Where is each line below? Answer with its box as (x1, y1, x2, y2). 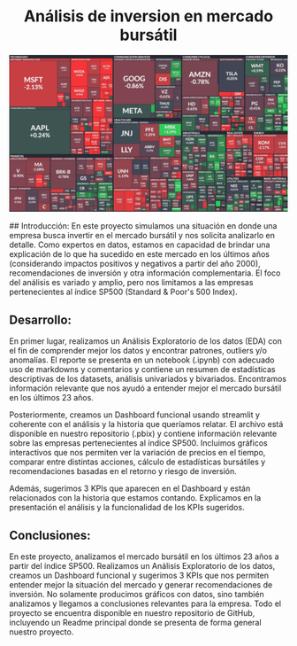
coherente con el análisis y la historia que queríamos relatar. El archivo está (9, 419, 284, 430)
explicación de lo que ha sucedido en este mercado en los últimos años (9, 249, 270, 260)
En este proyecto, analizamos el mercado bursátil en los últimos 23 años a (9, 551, 280, 562)
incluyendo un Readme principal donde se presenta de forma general (9, 618, 263, 628)
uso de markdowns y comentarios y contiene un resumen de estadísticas (9, 364, 276, 375)
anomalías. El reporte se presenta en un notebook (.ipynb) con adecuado (9, 354, 275, 365)
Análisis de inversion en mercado (23, 6, 274, 27)
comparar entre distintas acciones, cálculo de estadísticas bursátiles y (9, 456, 266, 467)
